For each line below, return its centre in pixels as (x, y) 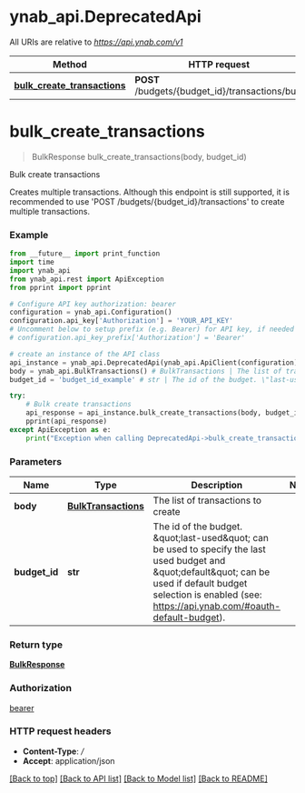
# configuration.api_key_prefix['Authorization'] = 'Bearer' (128, 338)
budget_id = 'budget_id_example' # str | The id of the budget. (133, 379)
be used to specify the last (209, 549)
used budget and (189, 560)
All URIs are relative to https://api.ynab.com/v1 (96, 42)
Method (70, 64)
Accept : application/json (69, 760)
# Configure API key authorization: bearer (93, 304)
